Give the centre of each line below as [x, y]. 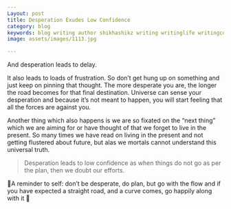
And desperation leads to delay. [52, 65]
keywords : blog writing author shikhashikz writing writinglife [101, 33]
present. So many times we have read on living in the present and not [105, 135]
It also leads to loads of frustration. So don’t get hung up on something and [113, 78]
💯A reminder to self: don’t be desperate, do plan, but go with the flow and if [114, 184]
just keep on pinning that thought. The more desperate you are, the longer [112, 85]
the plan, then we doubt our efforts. [74, 170]
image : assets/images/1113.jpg [52, 39]
